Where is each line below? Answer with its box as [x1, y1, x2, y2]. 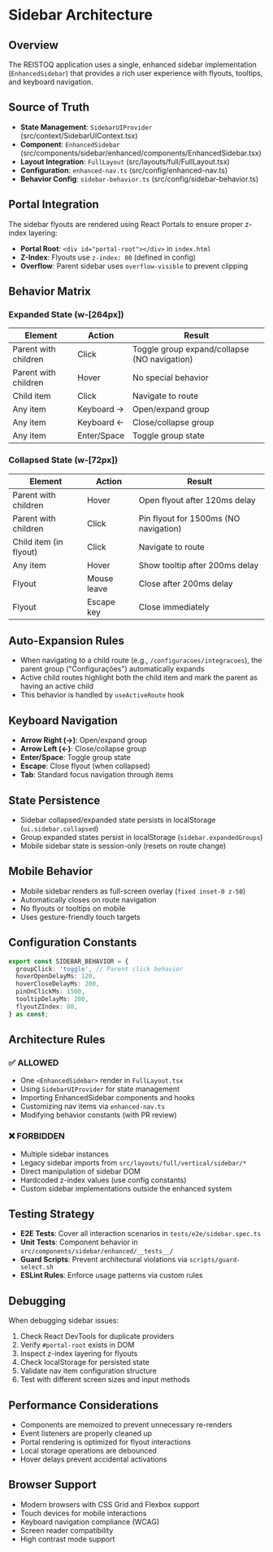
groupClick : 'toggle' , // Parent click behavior [15, 964, 184, 973]
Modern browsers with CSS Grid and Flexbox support [19, 1499, 200, 1509]
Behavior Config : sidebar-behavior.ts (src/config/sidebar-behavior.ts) [19, 173, 259, 184]
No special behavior [132, 372, 209, 383]
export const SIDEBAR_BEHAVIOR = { [8, 957, 129, 965]
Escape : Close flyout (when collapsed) [19, 761, 150, 771]
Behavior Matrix [8, 285, 91, 299]
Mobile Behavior [8, 864, 93, 878]
